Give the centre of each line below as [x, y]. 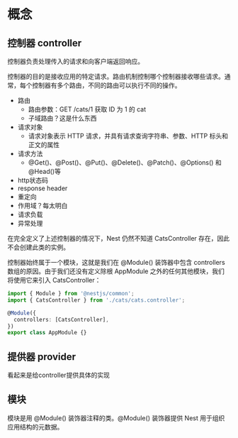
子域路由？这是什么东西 [62, 118]
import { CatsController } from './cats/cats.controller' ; [96, 300]
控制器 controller [45, 43]
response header [42, 188]
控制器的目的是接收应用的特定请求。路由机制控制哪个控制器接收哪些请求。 [116, 76]
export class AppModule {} [47, 333]
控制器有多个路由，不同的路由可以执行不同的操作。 [106, 85]
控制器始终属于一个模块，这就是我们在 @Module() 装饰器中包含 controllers [116, 262]
